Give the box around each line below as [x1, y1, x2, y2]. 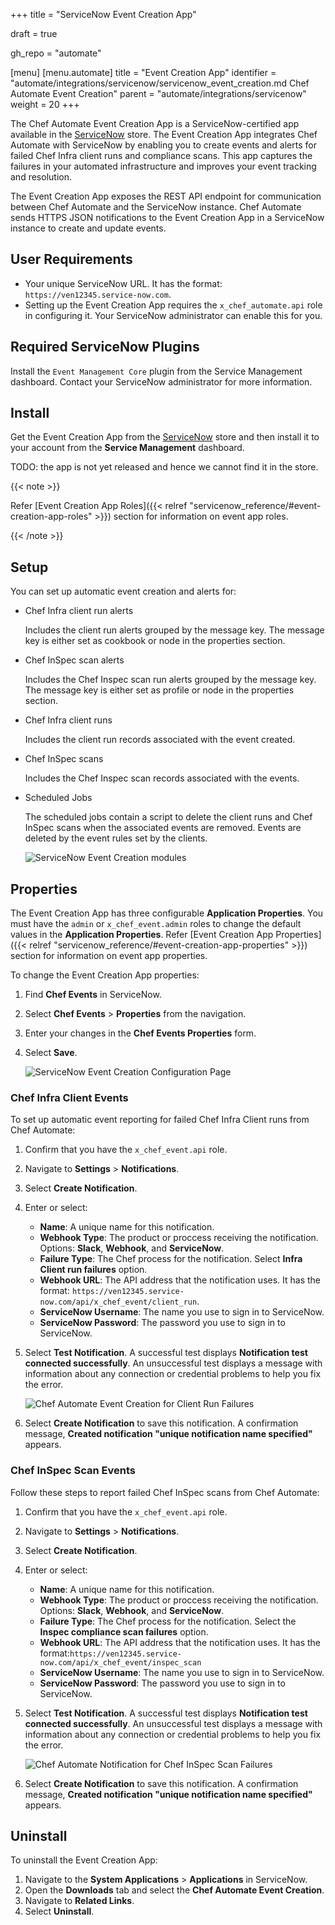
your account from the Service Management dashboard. [10, 442, 245, 454]
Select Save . [24, 1047, 78, 1059]
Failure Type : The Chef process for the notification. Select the [39, 1615, 297, 1627]
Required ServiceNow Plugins [10, 339, 200, 356]
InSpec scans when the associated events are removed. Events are [24, 822, 302, 834]
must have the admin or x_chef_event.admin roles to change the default [10, 918, 302, 930]
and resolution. [10, 171, 72, 183]
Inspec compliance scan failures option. [39, 1625, 209, 1638]
